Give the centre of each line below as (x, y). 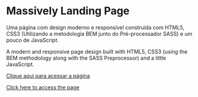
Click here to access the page (43, 87)
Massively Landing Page (68, 11)
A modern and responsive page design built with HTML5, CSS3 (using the (97, 51)
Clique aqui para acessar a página (48, 76)
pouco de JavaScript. (33, 40)
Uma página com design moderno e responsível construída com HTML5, (95, 27)
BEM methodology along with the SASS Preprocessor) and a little (86, 58)
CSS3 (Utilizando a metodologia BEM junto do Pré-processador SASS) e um (99, 33)
